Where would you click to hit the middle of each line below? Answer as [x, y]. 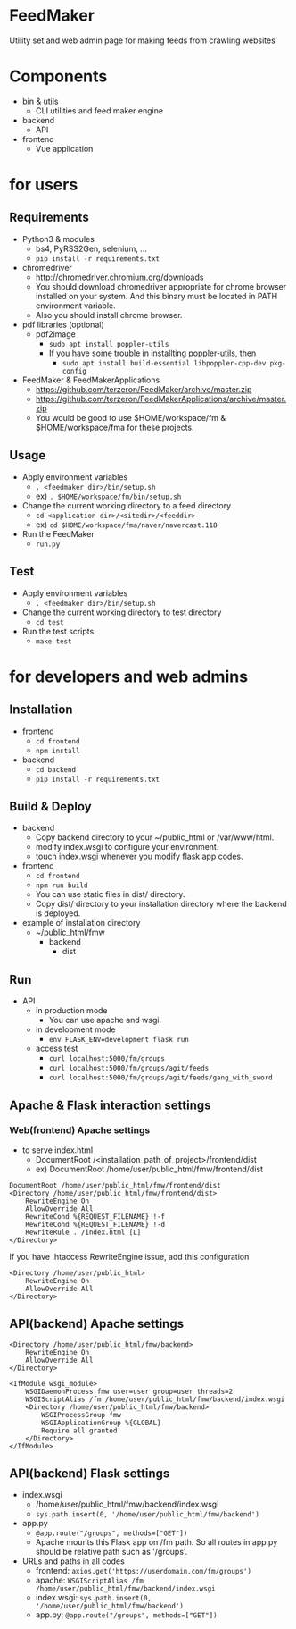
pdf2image [55, 334]
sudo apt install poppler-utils [109, 344]
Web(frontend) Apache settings [80, 1130]
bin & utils [40, 101]
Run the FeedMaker [58, 533]
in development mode [75, 1029]
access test [57, 1049]
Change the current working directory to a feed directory [127, 505]
